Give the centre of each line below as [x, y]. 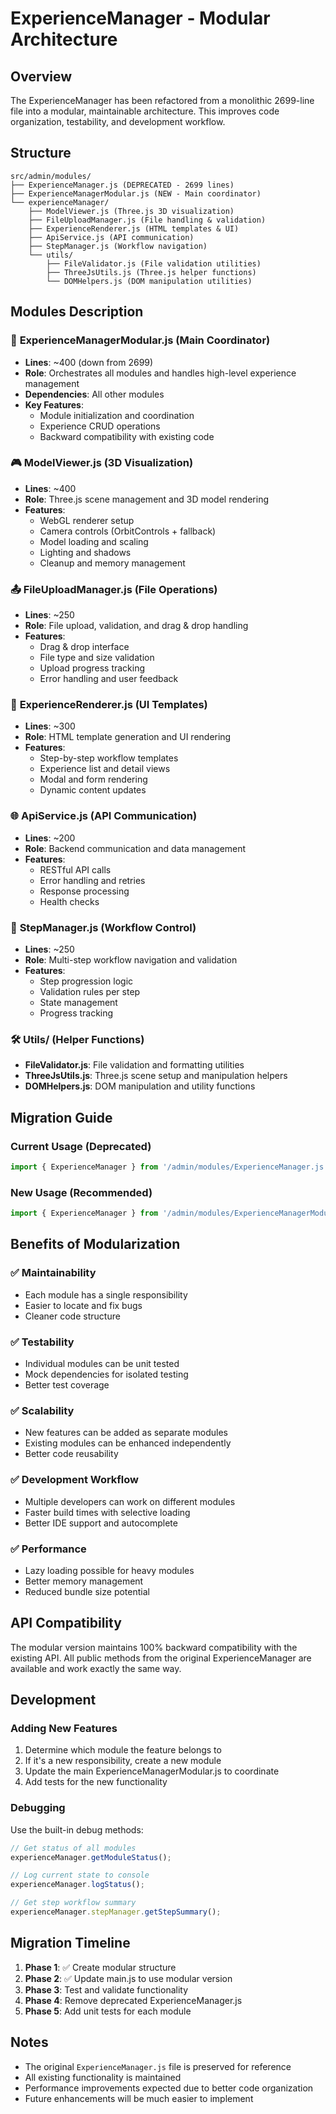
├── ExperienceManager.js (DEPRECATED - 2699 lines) [122, 185]
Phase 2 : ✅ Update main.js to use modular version [128, 1978]
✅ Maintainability [53, 1273]
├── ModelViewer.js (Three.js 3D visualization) [131, 211]
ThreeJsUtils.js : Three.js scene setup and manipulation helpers [156, 1076]
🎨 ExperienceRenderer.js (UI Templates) [109, 705]
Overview [41, 76]
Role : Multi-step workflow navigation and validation [131, 959]
